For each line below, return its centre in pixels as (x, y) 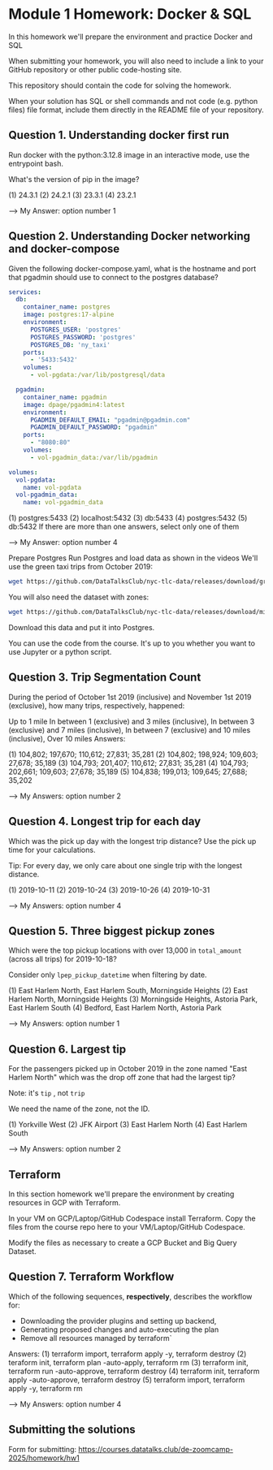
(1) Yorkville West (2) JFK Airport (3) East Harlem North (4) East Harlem (128, 1125)
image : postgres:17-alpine (69, 315)
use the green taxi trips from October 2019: (80, 567)
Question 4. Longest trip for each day (105, 821)
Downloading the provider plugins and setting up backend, (118, 1321)
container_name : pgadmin (65, 397)
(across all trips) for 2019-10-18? (63, 959)
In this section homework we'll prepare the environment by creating (121, 1194)
